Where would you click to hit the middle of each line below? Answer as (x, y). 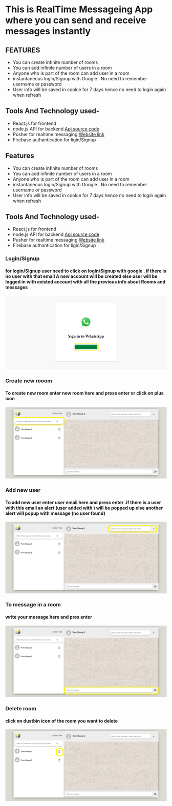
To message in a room (33, 605)
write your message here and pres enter (49, 617)
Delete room (21, 709)
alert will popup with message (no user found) (56, 513)
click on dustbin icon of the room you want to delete (62, 721)
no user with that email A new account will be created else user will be (81, 276)
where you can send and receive (76, 20)
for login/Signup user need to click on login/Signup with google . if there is (86, 271)
